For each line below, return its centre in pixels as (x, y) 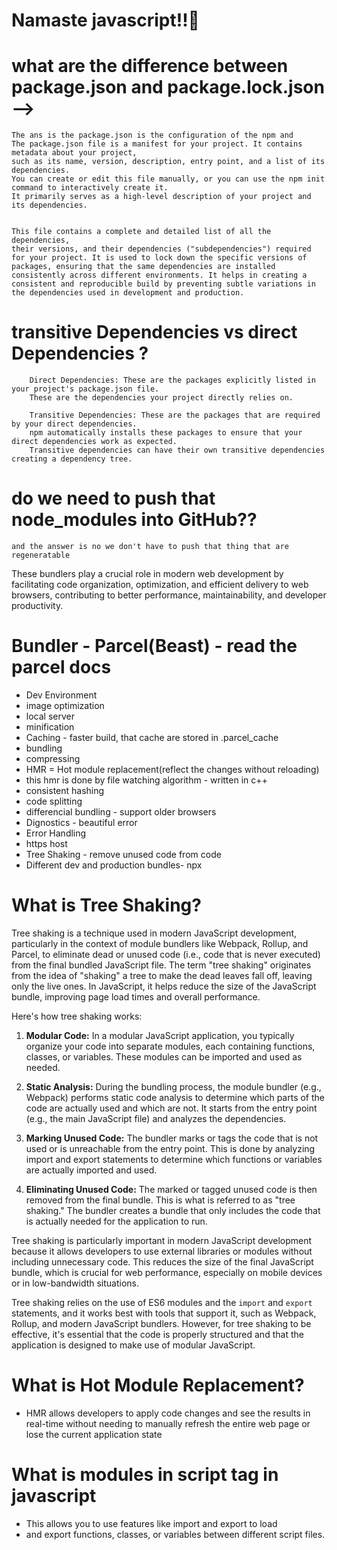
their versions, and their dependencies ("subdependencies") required (161, 249)
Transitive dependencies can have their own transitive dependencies (177, 450)
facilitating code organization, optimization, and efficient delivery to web (160, 584)
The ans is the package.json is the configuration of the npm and (152, 135)
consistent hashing (65, 790)
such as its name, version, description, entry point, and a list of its (168, 162)
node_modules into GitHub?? (134, 520)
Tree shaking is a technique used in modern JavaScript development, (154, 933)
